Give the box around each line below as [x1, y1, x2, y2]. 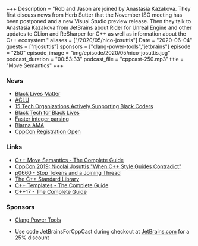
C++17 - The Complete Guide [14, 188, 87, 195]
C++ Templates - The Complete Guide [14, 181, 109, 189]
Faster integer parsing [14, 115, 70, 122]
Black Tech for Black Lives [14, 109, 80, 116]
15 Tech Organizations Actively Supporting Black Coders [14, 103, 153, 110]
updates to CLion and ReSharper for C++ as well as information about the [6, 30, 186, 37]
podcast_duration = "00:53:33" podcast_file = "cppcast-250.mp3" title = [6, 56, 184, 62]
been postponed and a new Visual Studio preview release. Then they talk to [6, 18, 191, 24]
